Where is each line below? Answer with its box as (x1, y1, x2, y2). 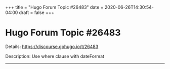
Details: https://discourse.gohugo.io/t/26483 (5, 43, 99, 49)
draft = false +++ (19, 9, 55, 15)
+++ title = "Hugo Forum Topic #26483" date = (5, 4, 104, 10)
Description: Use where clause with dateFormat (5, 53, 105, 59)
